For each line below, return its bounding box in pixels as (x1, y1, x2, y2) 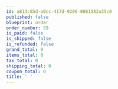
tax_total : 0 (6, 57, 38, 63)
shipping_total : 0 (6, 63, 51, 69)
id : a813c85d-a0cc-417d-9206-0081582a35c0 (6, 8, 112, 15)
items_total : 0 (6, 52, 44, 58)
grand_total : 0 (6, 47, 44, 53)
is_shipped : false (6, 36, 51, 42)
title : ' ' (6, 74, 33, 80)
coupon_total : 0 (6, 69, 46, 74)
